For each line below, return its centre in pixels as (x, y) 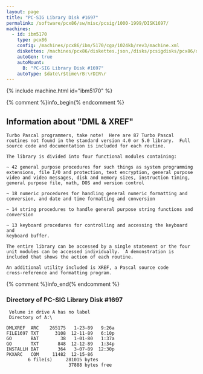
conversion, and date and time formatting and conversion (81, 199)
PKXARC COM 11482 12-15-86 (50, 355)
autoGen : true (35, 57)
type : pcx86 (32, 40)
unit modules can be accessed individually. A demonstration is (90, 252)
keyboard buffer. (28, 236)
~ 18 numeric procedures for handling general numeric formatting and (97, 194)
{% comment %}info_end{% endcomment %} (63, 284)
